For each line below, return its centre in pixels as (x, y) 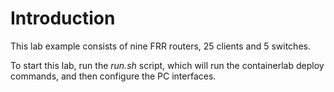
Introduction (63, 18)
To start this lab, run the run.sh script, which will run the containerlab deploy (167, 65)
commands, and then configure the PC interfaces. (113, 76)
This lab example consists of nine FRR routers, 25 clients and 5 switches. (160, 46)
